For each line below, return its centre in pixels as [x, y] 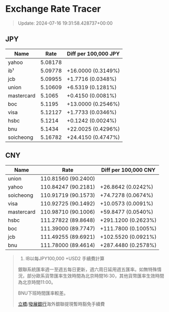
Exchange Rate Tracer [53, 9]
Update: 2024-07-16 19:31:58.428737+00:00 [65, 23]
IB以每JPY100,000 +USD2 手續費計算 [65, 258]
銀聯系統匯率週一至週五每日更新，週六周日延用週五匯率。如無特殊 [87, 269]
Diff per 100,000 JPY [93, 53]
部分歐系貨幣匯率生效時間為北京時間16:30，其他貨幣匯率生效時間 [96, 276]
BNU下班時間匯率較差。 [43, 293]
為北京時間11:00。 [37, 282]
